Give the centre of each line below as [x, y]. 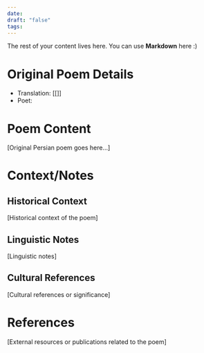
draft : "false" [29, 20]
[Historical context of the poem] [53, 218]
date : [15, 13]
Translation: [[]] [39, 93]
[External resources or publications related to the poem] [87, 342]
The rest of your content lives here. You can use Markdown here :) [102, 46]
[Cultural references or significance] [59, 294]
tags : [15, 26]
